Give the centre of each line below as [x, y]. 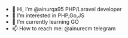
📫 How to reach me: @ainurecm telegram [64, 28]
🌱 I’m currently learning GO [45, 22]
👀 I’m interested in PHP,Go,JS [48, 15]
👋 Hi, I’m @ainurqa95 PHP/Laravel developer [67, 9]
